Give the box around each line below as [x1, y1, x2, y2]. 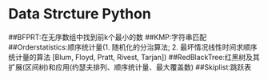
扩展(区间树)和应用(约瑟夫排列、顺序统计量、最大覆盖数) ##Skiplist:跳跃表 [8, 62, 252, 72]
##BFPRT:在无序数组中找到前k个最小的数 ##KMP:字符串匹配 [8, 32, 207, 42]
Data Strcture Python [8, 5, 152, 23]
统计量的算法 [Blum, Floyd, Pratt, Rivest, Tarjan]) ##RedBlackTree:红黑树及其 [8, 52, 260, 62]
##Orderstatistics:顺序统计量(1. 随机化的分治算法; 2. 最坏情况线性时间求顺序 [8, 42, 258, 52]
